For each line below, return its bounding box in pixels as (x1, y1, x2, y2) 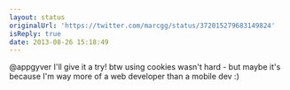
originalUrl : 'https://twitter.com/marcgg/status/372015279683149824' (9, 21, 276, 30)
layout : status (9, 12, 66, 22)
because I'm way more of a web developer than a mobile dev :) (9, 71, 239, 82)
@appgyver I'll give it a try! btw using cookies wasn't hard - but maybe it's (9, 62, 281, 72)
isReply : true (9, 29, 62, 38)
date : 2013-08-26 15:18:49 (9, 37, 109, 47)
